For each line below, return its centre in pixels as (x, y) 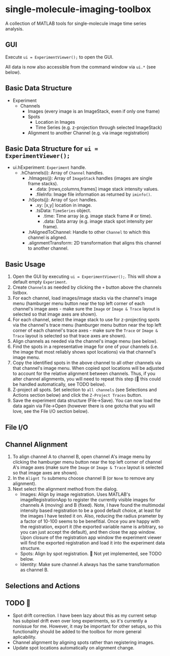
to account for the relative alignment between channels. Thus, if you (84, 373)
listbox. (20, 293)
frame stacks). (43, 184)
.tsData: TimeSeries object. (63, 211)
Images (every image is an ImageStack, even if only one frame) (94, 111)
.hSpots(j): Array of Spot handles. (62, 200)
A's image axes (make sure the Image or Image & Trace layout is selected (88, 467)
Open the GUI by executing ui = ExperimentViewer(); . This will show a (87, 277)
